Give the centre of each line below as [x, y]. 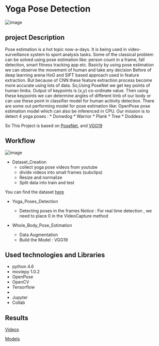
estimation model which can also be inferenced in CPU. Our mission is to [78, 111]
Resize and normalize [41, 177]
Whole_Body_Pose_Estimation [42, 225]
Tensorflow [23, 287]
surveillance [17, 54]
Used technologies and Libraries [55, 255]
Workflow [20, 141]
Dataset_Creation [29, 162]
